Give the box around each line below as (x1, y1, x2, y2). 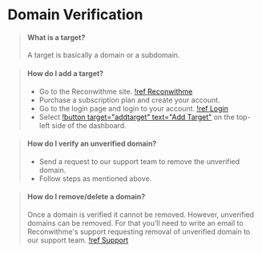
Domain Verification (7, 6, 143, 24)
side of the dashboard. (51, 120, 127, 130)
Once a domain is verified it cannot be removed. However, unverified (26, 210, 254, 219)
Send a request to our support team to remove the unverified (38, 156, 240, 166)
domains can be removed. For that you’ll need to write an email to (26, 219, 244, 227)
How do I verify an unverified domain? (26, 139, 157, 149)
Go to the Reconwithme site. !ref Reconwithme (38, 86, 193, 96)
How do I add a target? (26, 68, 104, 78)
